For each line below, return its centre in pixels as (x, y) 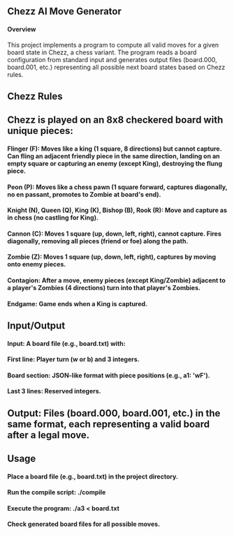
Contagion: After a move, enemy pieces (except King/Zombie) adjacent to (116, 280)
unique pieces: (40, 131)
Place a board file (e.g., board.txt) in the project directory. (93, 476)
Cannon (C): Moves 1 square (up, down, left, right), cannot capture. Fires (114, 234)
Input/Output (36, 325)
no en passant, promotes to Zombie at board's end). (85, 194)
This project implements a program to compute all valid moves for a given (113, 45)
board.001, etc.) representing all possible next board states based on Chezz (116, 67)
